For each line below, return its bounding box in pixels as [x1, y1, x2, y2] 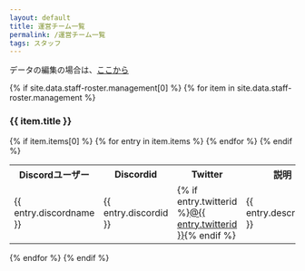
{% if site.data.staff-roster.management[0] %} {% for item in [9, 82, 235, 93]
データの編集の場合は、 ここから [9, 64, 129, 75]
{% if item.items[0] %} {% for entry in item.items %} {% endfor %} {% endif [9, 135, 293, 146]
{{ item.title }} [9, 115, 73, 128]
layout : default [9, 13, 71, 23]
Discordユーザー [18, 169, 90, 181]
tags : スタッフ [9, 38, 62, 48]
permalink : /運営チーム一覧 [9, 30, 106, 39]
